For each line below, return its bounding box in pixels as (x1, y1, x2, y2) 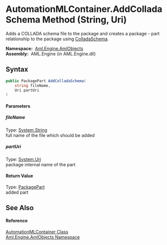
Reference (5, 218, 28, 224)
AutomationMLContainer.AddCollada (5, 3, 163, 15)
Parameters (5, 103, 30, 109)
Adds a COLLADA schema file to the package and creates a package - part (5, 30, 160, 36)
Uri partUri (14, 88, 39, 93)
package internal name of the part (5, 161, 76, 167)
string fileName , (14, 83, 51, 88)
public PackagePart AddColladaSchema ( (5, 78, 86, 83)
